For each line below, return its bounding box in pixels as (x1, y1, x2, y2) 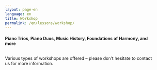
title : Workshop (5, 16, 38, 21)
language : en (5, 12, 31, 16)
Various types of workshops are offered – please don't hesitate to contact (5, 56, 152, 61)
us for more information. (5, 61, 53, 67)
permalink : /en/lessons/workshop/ (5, 20, 75, 26)
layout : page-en (5, 7, 38, 12)
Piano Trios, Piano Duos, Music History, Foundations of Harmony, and (5, 35, 148, 41)
